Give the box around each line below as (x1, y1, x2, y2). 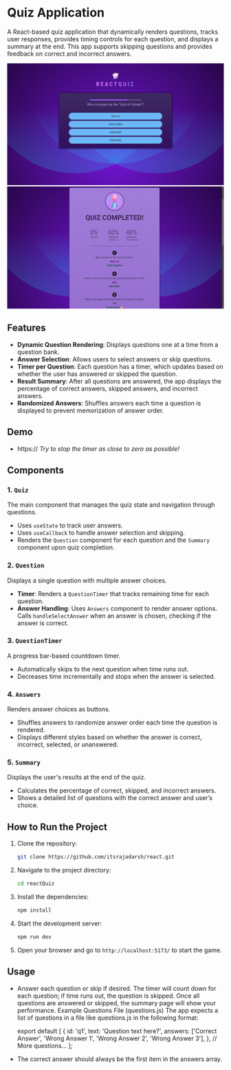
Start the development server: (16, 919, 102, 927)
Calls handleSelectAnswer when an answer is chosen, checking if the (16, 611, 212, 620)
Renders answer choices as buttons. (7, 705, 111, 713)
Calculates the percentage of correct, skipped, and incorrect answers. (16, 786, 217, 795)
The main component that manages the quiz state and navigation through (7, 501, 215, 509)
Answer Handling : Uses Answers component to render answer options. (16, 604, 218, 612)
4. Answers (7, 689, 41, 699)
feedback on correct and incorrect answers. (7, 50, 132, 58)
